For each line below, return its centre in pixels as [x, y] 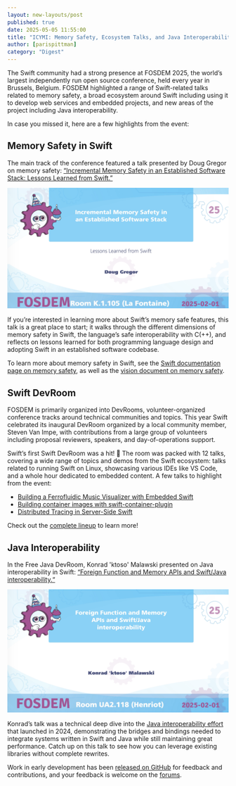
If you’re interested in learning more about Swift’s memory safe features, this [118, 319]
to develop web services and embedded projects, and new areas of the [111, 103]
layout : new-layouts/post [45, 15]
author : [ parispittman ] [42, 45]
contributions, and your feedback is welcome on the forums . [95, 775]
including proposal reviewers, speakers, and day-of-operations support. [111, 440]
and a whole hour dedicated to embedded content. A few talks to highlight [114, 476]
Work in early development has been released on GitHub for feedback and [115, 767]
